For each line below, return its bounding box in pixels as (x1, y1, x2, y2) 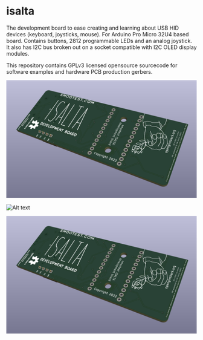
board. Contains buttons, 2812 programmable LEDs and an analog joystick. (6, 37, 192, 44)
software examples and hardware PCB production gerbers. (6, 68, 153, 75)
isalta (6, 4, 35, 18)
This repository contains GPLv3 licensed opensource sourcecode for (6, 62, 178, 69)
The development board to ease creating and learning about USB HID (6, 24, 179, 31)
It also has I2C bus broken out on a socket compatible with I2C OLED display (6, 44, 198, 51)
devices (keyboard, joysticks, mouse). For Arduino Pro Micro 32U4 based (6, 30, 189, 38)
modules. (6, 50, 30, 57)
